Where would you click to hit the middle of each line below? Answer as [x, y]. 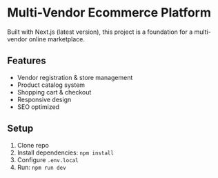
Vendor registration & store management [75, 77]
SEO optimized [38, 107]
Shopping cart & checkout [54, 92]
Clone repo [33, 145]
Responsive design [44, 99]
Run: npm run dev [42, 167]
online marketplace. [57, 39]
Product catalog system [51, 85]
